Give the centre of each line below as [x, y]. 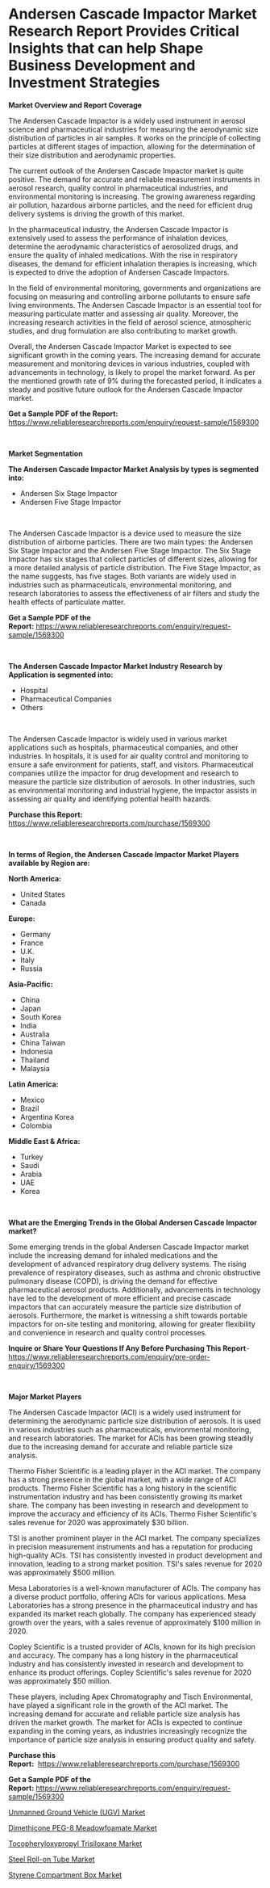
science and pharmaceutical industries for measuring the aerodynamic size [133, 129]
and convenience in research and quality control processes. [108, 1332]
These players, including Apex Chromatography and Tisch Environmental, [131, 1697]
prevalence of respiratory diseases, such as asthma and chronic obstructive [135, 1272]
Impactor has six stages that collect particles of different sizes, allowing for [133, 559]
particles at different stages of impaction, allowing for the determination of [132, 146]
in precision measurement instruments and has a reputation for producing [131, 1546]
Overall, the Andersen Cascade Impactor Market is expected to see [120, 346]
